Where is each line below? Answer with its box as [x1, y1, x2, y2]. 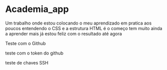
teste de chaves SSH [5, 59, 49, 65]
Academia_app [5, 3, 69, 15]
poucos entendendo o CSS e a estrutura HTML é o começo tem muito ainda [5, 25, 162, 31]
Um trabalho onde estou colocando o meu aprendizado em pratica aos [5, 20, 152, 26]
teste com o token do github [5, 50, 64, 56]
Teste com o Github [5, 40, 46, 46]
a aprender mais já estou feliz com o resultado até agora [5, 30, 122, 36]
